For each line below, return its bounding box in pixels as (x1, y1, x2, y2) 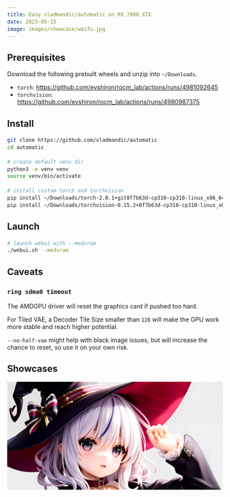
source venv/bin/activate (7, 173, 81, 180)
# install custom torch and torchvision (7, 187, 125, 195)
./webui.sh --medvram (7, 247, 69, 254)
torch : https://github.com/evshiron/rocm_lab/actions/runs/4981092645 (16, 83, 218, 92)
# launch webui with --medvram (7, 240, 97, 247)
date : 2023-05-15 (7, 18, 57, 25)
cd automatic (7, 144, 44, 151)
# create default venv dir (7, 158, 84, 165)
